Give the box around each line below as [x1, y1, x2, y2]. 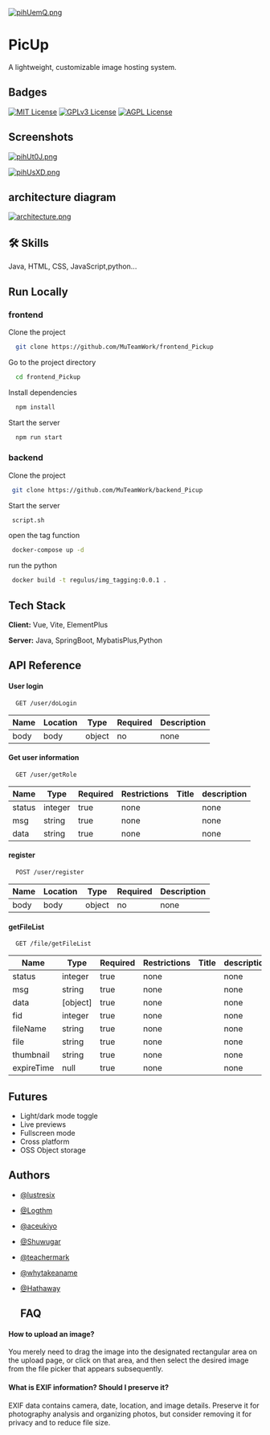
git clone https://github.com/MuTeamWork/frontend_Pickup [15, 343, 215, 351]
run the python [8, 561, 58, 570]
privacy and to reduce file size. [8, 1417, 111, 1427]
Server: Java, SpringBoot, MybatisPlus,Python [8, 635, 163, 645]
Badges [8, 85, 47, 100]
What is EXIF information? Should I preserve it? [8, 1383, 170, 1392]
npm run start [15, 433, 63, 442]
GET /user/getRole [15, 771, 78, 779]
